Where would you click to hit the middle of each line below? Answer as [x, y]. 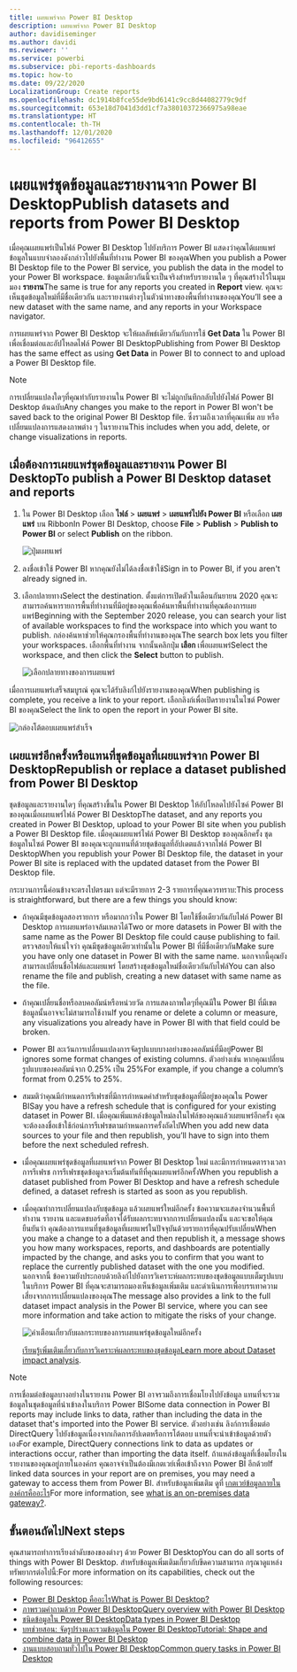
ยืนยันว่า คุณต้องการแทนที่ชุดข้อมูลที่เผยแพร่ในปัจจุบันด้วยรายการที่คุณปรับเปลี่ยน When [149, 1228]
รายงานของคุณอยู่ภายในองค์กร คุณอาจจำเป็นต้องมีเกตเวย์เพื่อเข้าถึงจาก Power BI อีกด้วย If [141, 1464]
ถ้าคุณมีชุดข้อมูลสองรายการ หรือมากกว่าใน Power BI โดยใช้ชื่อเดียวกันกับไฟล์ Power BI [152, 917]
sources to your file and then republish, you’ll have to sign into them [145, 1135]
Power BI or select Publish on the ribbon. [97, 533]
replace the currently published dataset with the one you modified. [143, 1266]
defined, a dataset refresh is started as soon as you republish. [135, 1191]
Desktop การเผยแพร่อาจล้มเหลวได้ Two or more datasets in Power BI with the [152, 927]
